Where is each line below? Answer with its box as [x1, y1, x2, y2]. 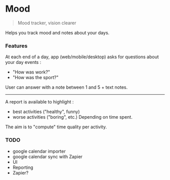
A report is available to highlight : [5, 99, 74, 105]
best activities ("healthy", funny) [12, 109, 80, 115]
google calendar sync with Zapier [12, 153, 82, 160]
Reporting [12, 164, 34, 170]
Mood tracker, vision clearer [17, 20, 77, 26]
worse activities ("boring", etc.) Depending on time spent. [12, 114, 133, 120]
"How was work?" [12, 69, 51, 75]
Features [5, 42, 28, 49]
